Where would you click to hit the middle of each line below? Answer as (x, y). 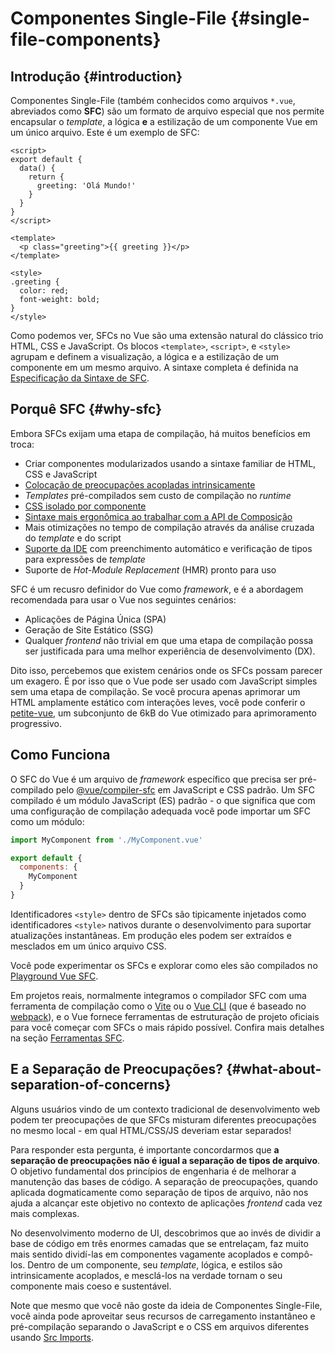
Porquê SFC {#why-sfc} (86, 409)
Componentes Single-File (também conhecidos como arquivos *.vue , (153, 100)
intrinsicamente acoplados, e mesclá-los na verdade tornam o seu (146, 1275)
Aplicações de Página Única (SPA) (95, 619)
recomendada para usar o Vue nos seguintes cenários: (123, 599)
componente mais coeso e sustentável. (91, 1286)
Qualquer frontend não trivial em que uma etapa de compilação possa (169, 640)
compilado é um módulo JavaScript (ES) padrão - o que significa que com (163, 800)
